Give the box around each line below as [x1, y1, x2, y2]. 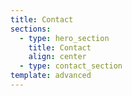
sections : [10, 24, 52, 34]
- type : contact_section [19, 61, 123, 71]
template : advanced [10, 71, 92, 81]
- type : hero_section [19, 33, 110, 43]
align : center [28, 52, 87, 62]
